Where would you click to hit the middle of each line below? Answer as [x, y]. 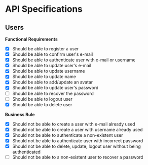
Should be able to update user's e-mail [52, 66]
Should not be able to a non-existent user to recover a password [78, 157]
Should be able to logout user [42, 99]
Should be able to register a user [45, 49]
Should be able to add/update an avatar [53, 82]
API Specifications [44, 9]
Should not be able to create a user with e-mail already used [74, 124]
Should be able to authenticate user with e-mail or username [74, 60]
